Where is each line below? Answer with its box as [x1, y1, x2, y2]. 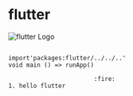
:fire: [93, 75, 115, 83]
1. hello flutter [8, 82, 66, 90]
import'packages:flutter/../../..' [8, 54, 127, 62]
